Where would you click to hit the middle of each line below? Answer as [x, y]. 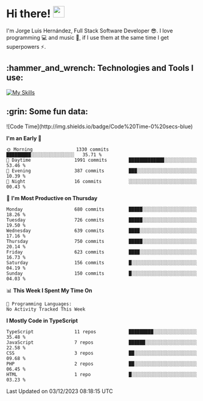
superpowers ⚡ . [26, 46]
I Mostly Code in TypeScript [42, 320]
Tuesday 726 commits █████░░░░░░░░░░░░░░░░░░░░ [102, 220]
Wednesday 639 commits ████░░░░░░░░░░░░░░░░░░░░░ [102, 231]
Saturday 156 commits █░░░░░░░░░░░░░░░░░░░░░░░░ [102, 262]
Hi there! [29, 14]
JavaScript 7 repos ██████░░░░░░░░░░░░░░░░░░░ [102, 342]
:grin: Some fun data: [47, 112]
